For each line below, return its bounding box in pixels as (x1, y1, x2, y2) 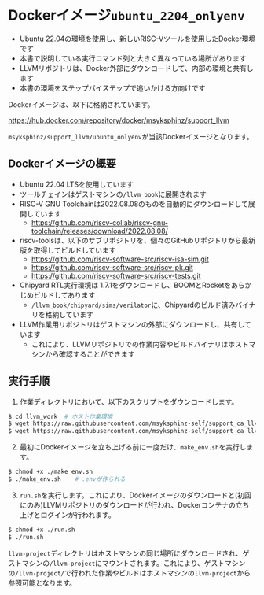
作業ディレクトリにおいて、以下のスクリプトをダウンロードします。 (19, 397, 239, 406)
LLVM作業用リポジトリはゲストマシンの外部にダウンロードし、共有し (19, 320, 245, 329)
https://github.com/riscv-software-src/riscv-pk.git (31, 262, 194, 272)
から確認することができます (45, 349, 135, 358)
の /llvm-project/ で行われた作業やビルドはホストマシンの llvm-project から (8, 567, 251, 578)
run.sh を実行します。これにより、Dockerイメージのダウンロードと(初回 (19, 490, 251, 500)
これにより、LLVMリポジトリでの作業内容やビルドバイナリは (31, 339, 229, 349)
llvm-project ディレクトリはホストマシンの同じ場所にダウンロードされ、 (8, 548, 244, 558)
